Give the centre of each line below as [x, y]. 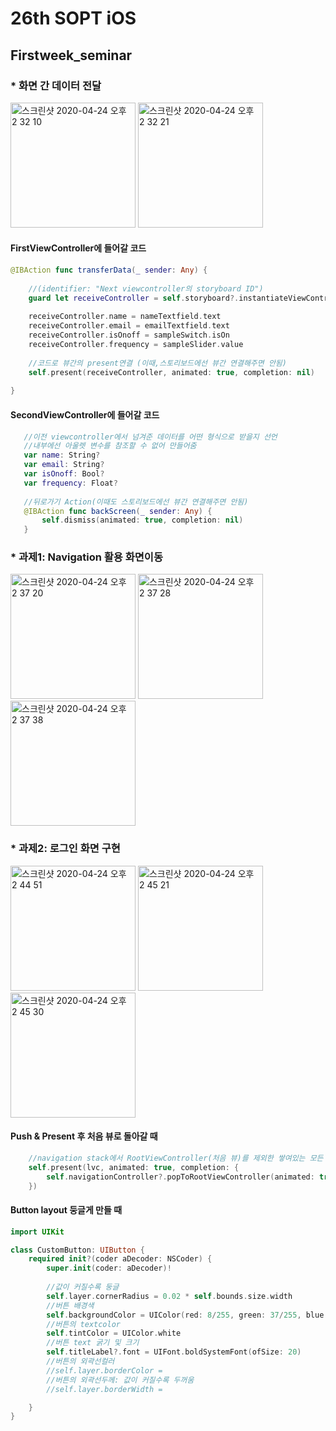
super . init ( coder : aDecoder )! [109, 1268]
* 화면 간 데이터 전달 [56, 85]
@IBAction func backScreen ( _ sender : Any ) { [118, 511]
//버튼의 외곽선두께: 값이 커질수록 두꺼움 [120, 1380]
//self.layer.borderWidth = [104, 1389]
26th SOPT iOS [73, 18]
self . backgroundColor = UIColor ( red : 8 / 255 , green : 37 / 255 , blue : [187, 1315]
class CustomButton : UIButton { [77, 1250]
